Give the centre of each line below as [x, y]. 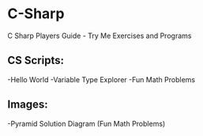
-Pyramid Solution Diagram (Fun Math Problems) [86, 123]
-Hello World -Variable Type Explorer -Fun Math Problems [101, 79]
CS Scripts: [36, 60]
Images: [28, 105]
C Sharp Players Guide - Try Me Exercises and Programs [100, 36]
